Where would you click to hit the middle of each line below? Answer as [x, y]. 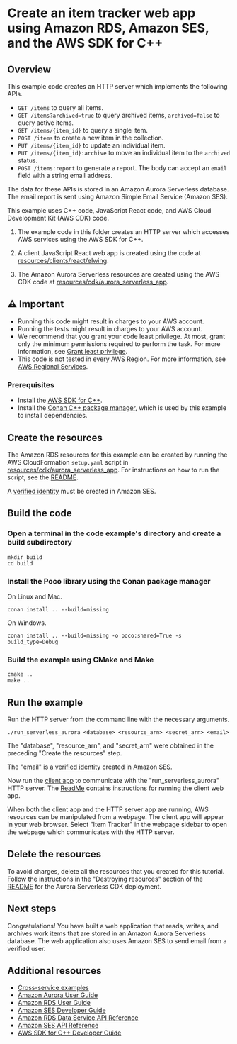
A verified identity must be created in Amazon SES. [82, 491]
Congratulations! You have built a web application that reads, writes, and [113, 926]
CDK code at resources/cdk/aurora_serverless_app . [93, 282]
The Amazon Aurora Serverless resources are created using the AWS [118, 274]
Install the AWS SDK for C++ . [60, 400]
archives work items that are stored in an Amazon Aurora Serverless [107, 933]
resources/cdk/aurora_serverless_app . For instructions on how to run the [114, 470]
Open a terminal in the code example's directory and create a [114, 533]
